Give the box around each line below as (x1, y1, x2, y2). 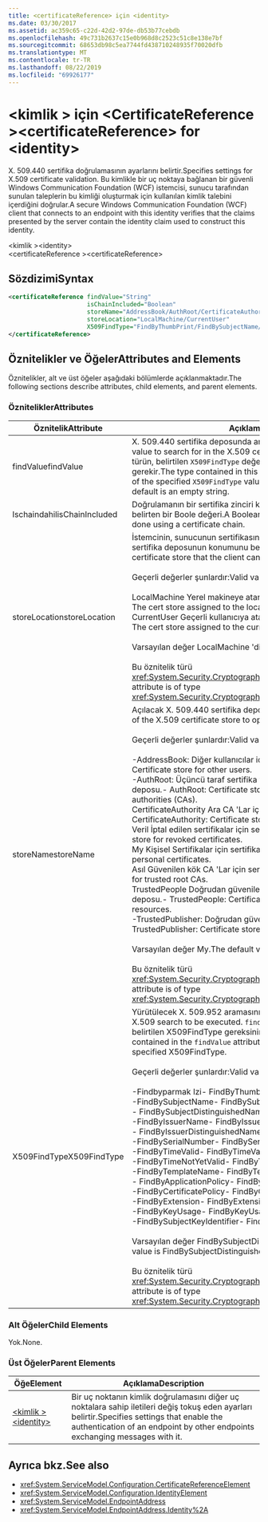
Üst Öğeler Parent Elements (8, 1357, 116, 1368)
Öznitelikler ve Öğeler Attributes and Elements (8, 353, 241, 366)
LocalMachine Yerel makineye (131, 591, 244, 602)
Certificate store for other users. (131, 763, 253, 775)
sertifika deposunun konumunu (131, 542, 249, 553)
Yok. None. (8, 1338, 42, 1347)
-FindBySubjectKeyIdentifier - (131, 1216, 245, 1227)
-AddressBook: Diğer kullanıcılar (131, 754, 254, 765)
